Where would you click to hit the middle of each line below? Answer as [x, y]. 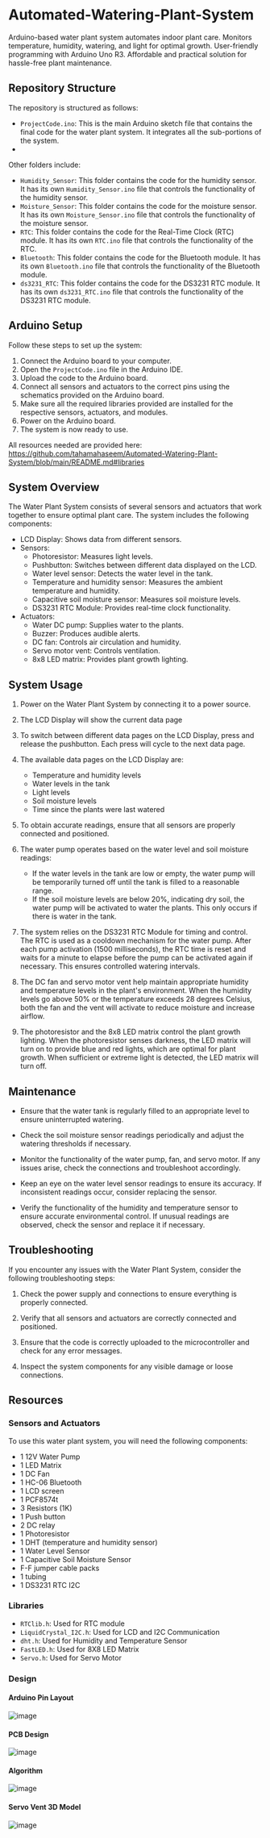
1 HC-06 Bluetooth [51, 1482]
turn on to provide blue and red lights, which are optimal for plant [128, 1049]
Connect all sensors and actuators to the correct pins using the [125, 386]
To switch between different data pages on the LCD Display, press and [137, 736]
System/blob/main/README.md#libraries [77, 462]
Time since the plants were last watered [98, 810]
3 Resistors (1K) [46, 1508]
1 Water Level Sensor [55, 1551]
